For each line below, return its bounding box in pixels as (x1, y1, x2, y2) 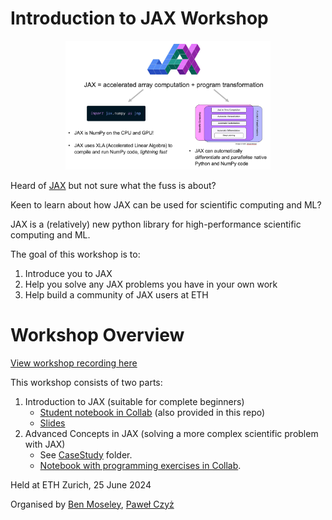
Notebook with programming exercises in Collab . (39, 459, 242, 471)
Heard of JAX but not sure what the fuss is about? (10, 179, 217, 191)
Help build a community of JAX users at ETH (24, 288, 209, 301)
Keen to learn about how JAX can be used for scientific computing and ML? (10, 198, 322, 211)
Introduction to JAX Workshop (10, 7, 269, 30)
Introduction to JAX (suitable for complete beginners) (24, 395, 245, 407)
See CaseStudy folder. (39, 448, 133, 461)
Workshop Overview (10, 323, 185, 346)
